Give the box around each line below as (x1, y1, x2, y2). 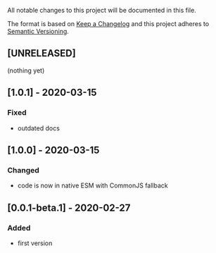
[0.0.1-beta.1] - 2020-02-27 (7, 202, 131, 214)
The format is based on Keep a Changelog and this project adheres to (7, 20, 210, 27)
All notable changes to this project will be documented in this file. (7, 6, 197, 14)
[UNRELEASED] (7, 47, 76, 59)
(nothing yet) (7, 66, 45, 75)
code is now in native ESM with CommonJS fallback (17, 181, 168, 190)
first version (17, 239, 53, 247)
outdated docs (17, 123, 60, 132)
